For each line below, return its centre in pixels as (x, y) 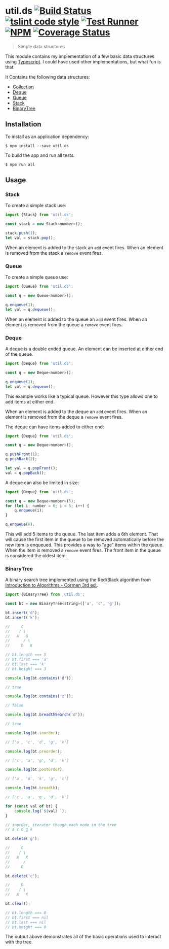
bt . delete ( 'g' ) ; (22, 839)
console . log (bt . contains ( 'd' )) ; (39, 678)
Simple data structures (41, 46)
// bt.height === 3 (26, 669)
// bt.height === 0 (26, 927)
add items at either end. (30, 401)
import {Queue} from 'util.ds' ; (39, 287)
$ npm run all (20, 164)
